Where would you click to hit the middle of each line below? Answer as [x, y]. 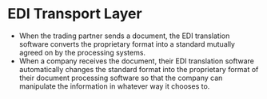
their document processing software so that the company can [121, 78]
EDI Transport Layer [75, 14]
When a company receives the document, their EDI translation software [137, 61]
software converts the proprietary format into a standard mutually [127, 44]
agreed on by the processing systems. [82, 52]
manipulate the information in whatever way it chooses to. [114, 86]
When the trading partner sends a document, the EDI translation [124, 36]
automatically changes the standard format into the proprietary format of [139, 69]
